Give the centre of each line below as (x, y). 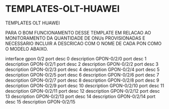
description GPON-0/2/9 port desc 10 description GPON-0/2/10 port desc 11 (85, 85)
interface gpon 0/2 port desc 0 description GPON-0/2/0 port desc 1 (76, 58)
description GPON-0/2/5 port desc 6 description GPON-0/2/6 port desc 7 (82, 75)
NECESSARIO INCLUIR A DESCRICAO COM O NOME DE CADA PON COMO (83, 43)
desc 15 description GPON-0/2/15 (40, 101)
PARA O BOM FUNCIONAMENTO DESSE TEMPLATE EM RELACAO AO (78, 32)
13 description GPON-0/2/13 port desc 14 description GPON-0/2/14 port (80, 96)
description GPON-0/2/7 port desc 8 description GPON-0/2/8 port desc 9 (82, 80)
